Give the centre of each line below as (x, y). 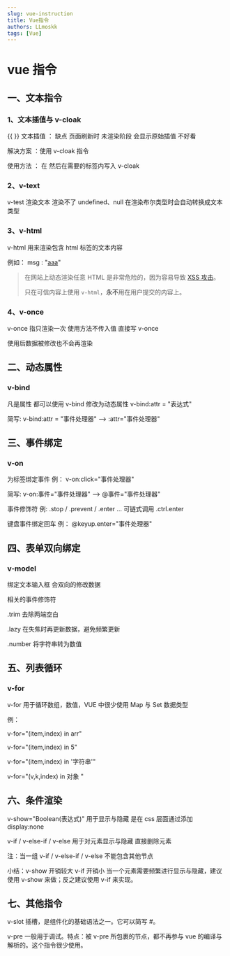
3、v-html (25, 231)
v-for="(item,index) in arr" (45, 733)
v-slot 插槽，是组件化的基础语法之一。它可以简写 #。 (83, 922)
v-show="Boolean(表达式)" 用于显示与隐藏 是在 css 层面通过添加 (100, 818)
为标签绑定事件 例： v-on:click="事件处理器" (71, 479)
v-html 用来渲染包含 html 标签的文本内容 (65, 247)
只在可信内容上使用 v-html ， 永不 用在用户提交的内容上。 (105, 292)
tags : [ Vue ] (24, 33)
